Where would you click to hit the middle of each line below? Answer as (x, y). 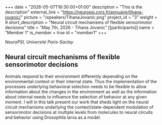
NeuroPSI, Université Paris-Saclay (39, 42)
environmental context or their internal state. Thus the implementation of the (81, 81)
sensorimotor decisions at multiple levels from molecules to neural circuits (79, 112)
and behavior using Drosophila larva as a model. (53, 117)
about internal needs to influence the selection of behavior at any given (76, 97)
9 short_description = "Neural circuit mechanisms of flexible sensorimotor (79, 22)
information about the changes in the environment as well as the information (81, 92)
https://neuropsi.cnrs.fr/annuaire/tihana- (103, 12)
